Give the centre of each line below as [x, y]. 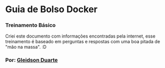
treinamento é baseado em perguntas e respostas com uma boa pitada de [83, 42]
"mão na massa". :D [26, 47]
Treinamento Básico [30, 25]
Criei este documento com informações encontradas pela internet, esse [80, 36]
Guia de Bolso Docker [52, 9]
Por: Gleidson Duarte [32, 60]
